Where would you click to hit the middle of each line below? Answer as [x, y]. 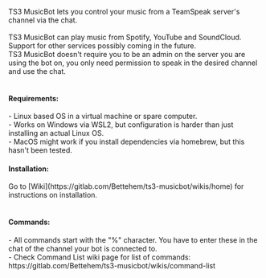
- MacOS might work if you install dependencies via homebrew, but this [127, 142]
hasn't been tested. [40, 150]
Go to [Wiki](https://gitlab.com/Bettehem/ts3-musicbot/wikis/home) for [126, 186]
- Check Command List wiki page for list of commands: [100, 257]
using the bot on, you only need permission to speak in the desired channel [133, 63]
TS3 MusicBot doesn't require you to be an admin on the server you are [127, 54]
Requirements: [33, 98]
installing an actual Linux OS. [56, 133]
